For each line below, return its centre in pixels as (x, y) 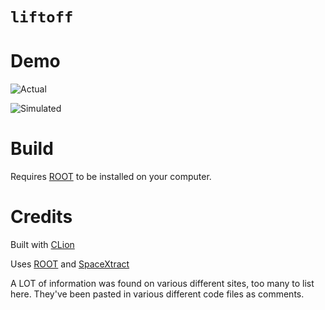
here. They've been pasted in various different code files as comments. (157, 294)
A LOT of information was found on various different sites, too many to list (162, 283)
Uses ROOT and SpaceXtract (70, 264)
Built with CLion (42, 244)
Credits (41, 217)
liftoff (42, 17)
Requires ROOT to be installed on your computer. (111, 177)
